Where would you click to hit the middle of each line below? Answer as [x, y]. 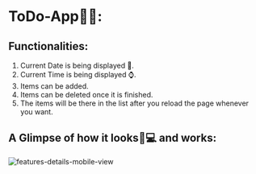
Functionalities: [48, 46]
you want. [37, 112]
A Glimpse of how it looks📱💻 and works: [112, 138]
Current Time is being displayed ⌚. [78, 75]
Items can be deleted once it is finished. [86, 95]
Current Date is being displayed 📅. [77, 65]
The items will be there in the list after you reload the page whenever [134, 103]
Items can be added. [54, 86]
